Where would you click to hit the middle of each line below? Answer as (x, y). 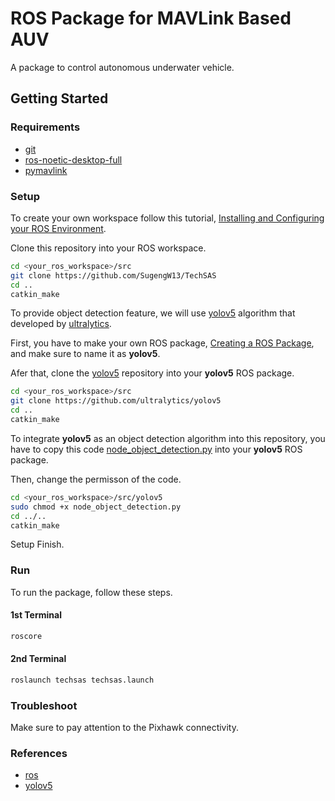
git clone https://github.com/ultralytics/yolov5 (116, 401)
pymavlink (46, 170)
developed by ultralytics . (61, 324)
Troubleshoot (44, 705)
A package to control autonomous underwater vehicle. (122, 67)
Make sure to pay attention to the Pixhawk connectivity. (125, 728)
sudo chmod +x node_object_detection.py (96, 507)
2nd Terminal (38, 659)
